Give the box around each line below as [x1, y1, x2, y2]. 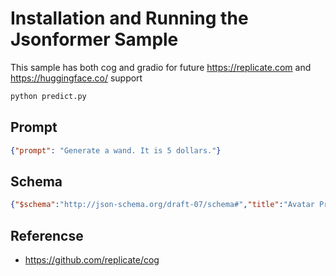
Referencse [10, 227, 84, 244]
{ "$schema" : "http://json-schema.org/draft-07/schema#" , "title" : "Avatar [10, 200, 315, 210]
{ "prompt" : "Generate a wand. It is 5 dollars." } [10, 145, 222, 156]
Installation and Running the [10, 7, 249, 30]
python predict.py [10, 91, 87, 101]
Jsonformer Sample [10, 28, 179, 51]
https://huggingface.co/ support [10, 72, 143, 84]
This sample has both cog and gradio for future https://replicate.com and [10, 61, 312, 73]
